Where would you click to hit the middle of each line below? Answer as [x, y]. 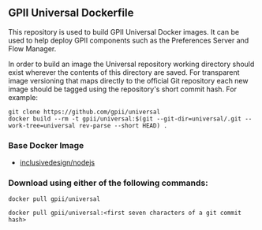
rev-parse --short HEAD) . [123, 125]
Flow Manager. [32, 48]
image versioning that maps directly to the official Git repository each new [128, 80]
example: [23, 97]
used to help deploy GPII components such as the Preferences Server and [129, 40]
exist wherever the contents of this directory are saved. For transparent [124, 72]
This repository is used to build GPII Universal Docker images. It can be [124, 32]
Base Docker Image [46, 145]
